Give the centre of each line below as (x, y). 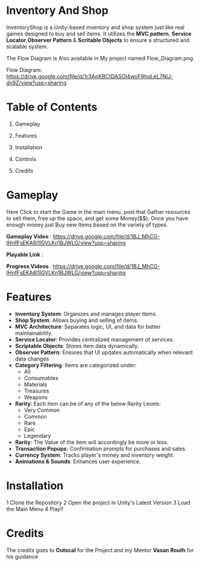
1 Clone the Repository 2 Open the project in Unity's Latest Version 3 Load (98, 503)
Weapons (36, 397)
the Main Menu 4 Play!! (35, 509)
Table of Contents (52, 107)
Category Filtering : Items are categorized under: (76, 365)
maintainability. (34, 333)
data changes (32, 359)
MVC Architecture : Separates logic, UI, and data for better (88, 326)
